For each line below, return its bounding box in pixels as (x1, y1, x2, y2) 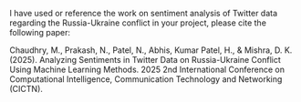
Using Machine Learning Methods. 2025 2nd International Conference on (9, 64, 285, 75)
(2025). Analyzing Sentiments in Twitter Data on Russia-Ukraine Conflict (9, 55, 281, 65)
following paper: (9, 27, 71, 37)
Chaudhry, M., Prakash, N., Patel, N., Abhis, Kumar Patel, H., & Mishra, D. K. (9, 45, 293, 56)
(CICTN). (9, 84, 44, 94)
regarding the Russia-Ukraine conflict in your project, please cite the (9, 17, 267, 28)
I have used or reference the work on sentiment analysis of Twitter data (9, 8, 278, 18)
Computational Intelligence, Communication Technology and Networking (9, 74, 283, 85)
